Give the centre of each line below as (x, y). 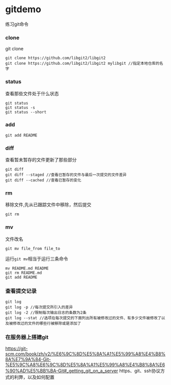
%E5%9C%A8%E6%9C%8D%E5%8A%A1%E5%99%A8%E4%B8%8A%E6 (85, 365)
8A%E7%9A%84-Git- (28, 360)
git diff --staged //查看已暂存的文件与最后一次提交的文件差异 (66, 175)
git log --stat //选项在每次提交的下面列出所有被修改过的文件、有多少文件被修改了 (83, 318)
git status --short (26, 112)
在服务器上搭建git (27, 337)
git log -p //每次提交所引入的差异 (39, 307)
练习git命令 (17, 24)
